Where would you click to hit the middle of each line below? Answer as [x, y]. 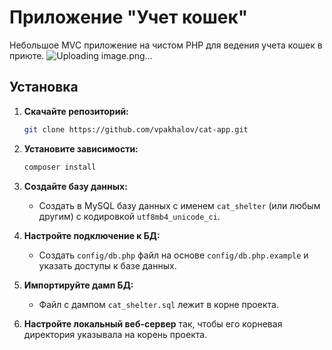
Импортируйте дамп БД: [78, 285]
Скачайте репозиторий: [76, 111]
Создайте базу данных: [75, 186]
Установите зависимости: [81, 148]
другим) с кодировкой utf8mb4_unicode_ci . [129, 216]
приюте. [27, 55]
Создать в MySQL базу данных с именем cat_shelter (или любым [179, 205]
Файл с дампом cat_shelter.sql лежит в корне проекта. [158, 304]
